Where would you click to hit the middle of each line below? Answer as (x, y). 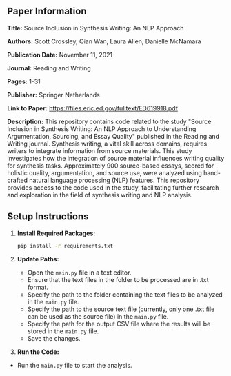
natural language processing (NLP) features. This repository (114, 180)
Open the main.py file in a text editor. (79, 273)
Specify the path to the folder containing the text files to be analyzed (125, 294)
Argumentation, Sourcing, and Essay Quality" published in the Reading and (113, 136)
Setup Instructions (48, 217)
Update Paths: (38, 259)
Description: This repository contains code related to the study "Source (109, 121)
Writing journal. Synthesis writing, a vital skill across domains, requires (107, 144)
